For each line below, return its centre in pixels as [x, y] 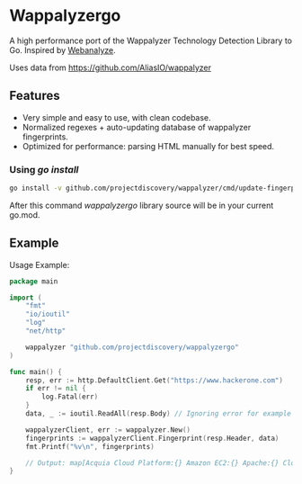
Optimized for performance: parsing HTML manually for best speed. [148, 146]
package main [34, 281]
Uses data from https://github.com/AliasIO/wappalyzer [110, 67]
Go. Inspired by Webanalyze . [63, 49]
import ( [26, 298]
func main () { [36, 372]
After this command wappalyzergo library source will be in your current [142, 205]
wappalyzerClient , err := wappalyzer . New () [108, 430]
